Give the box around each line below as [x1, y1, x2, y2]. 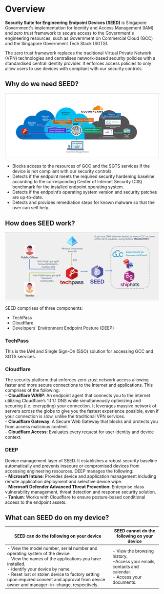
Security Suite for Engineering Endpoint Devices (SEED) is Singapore [5, 20, 147, 25]
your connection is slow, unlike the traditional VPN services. [5, 413, 125, 420]
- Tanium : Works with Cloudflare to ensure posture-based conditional [5, 494, 145, 500]
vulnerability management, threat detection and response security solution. [5, 489, 156, 495]
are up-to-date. [12, 195, 43, 200]
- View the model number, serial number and [7, 545, 98, 551]
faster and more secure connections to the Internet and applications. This [5, 382, 153, 388]
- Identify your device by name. [7, 566, 71, 572]
